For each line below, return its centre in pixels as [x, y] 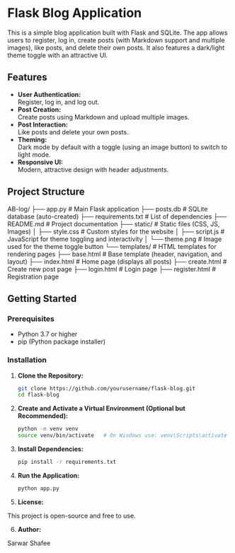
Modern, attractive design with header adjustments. [93, 169]
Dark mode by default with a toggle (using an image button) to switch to [122, 147]
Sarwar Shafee [29, 543]
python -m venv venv [48, 429]
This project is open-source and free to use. [71, 516]
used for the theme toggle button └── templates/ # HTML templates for [112, 246]
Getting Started [42, 298]
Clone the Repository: [50, 376]
